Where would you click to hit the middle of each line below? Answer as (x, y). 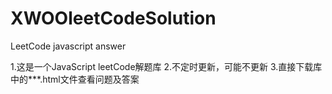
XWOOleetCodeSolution (113, 18)
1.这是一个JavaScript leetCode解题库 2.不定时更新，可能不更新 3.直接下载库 (166, 66)
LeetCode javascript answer (68, 46)
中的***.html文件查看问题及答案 (75, 79)
